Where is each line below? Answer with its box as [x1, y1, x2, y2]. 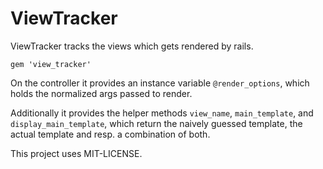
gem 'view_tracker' [10, 59, 92, 69]
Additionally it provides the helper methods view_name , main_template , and [10, 107, 314, 119]
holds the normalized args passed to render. [10, 87, 193, 99]
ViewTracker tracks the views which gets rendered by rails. [10, 40, 254, 52]
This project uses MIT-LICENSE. [10, 147, 143, 159]
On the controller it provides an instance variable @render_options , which [10, 77, 310, 89]
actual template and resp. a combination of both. [10, 128, 211, 140]
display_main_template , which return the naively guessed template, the [10, 117, 303, 129]
